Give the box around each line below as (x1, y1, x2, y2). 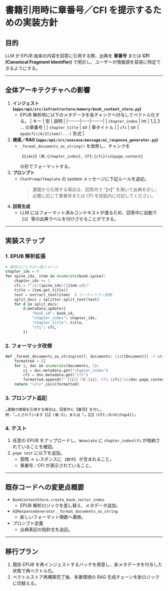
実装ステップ (5, 236, 45, 245)
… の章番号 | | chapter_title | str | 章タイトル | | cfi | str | (19, 124, 139, 130)
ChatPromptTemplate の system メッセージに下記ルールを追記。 (19, 175, 149, 181)
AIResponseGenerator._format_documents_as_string (12, 509, 118, 514)
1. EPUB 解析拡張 (5, 253, 46, 260)
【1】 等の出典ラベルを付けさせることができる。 (19, 215, 119, 221)
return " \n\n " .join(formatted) (14, 382, 79, 387)
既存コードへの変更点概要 (5, 483, 84, 491)
